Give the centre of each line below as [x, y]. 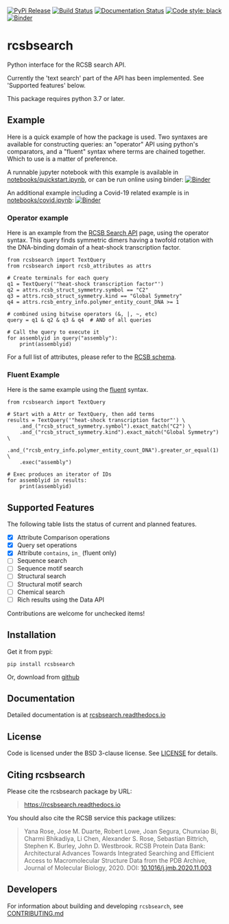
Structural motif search [49, 584]
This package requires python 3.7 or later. [66, 98]
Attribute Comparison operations [63, 538]
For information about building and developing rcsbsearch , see [95, 906]
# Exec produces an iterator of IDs [59, 474]
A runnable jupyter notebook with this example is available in [93, 172]
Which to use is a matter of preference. [62, 159]
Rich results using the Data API [61, 599]
